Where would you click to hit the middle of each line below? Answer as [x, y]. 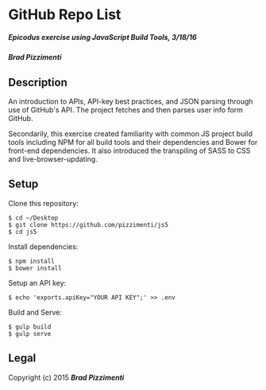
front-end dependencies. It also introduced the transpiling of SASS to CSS [129, 150]
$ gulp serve [30, 333]
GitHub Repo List [65, 15]
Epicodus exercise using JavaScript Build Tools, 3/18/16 [102, 37]
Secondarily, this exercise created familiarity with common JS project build [130, 134]
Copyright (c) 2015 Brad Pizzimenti [66, 377]
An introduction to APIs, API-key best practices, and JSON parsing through [131, 101]
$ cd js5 [23, 232]
